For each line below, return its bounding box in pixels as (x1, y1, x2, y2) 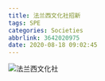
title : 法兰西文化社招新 (8, 11, 81, 20)
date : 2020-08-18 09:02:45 (8, 41, 98, 49)
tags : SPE (8, 19, 41, 27)
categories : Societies (8, 26, 84, 34)
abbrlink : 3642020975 (8, 33, 80, 42)
